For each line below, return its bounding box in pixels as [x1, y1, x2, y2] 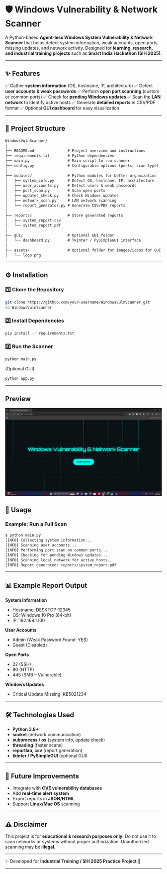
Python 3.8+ [12, 726, 39, 732]
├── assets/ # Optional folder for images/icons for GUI [5, 247, 162, 253]
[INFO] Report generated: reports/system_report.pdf [5, 562, 117, 567]
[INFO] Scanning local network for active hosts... [5, 557, 114, 562]
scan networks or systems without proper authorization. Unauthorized [5, 838, 149, 844]
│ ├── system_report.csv [5, 218, 61, 223]
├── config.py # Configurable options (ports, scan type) [5, 163, 159, 168]
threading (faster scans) [12, 742, 63, 748]
